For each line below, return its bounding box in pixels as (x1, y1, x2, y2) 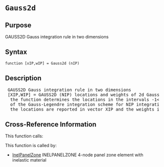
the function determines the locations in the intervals (10, 96, 150, 102)
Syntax (5, 48, 27, 56)
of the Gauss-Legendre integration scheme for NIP (10, 101, 134, 107)
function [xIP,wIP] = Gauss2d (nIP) (5, 61, 80, 66)
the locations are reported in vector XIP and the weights (10, 106, 155, 112)
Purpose (5, 21, 32, 29)
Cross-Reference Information (5, 120, 97, 129)
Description (5, 74, 41, 82)
